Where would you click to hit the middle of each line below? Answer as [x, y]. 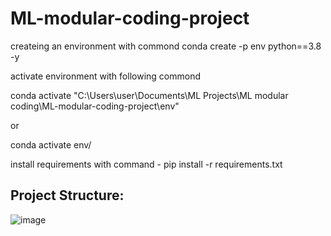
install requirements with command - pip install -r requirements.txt [146, 164]
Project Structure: [67, 195]
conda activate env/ [51, 144]
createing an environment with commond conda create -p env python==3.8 [166, 46]
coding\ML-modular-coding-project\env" [95, 106]
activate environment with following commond [105, 76]
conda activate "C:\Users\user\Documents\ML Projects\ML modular [149, 95]
